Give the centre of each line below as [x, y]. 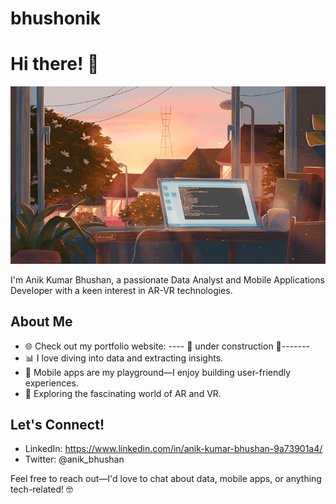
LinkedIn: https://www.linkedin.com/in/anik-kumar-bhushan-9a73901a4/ [173, 449]
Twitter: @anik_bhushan [74, 459]
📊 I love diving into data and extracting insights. [124, 358]
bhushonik [56, 18]
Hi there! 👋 [55, 64]
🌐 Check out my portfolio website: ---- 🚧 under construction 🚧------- [167, 346]
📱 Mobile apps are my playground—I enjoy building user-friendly [158, 372]
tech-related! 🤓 [41, 489]
